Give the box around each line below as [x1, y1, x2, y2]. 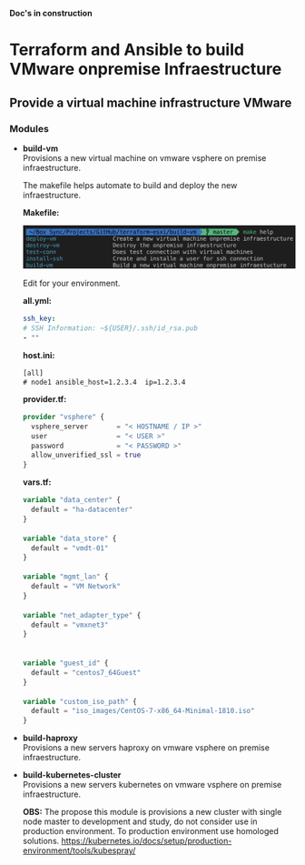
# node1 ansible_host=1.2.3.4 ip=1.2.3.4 [22, 377, 186, 387]
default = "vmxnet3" [31, 620, 109, 629]
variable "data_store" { [22, 534, 117, 543]
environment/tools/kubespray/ [22, 845, 136, 856]
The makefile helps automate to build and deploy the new [22, 179, 238, 190]
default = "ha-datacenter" [31, 505, 133, 515]
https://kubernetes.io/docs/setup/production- [61, 836, 232, 847]
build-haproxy [22, 732, 79, 744]
